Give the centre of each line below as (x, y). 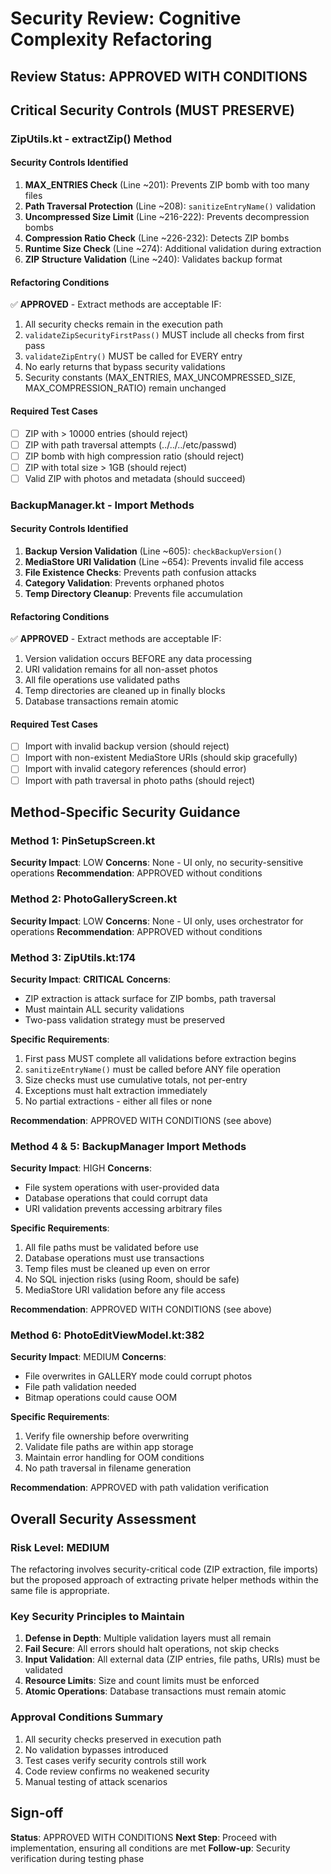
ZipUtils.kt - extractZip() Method (91, 139)
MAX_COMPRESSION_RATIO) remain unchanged (125, 388)
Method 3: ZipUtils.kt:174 (73, 957)
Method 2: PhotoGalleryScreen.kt (94, 899)
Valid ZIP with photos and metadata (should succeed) (135, 478)
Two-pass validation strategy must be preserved (125, 1019)
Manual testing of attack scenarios (96, 1781)
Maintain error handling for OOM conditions (114, 1458)
